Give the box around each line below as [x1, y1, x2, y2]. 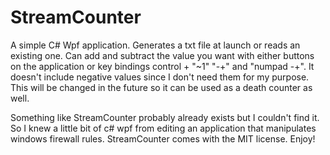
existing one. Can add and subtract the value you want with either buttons [10, 49, 315, 61]
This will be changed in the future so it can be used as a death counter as [10, 81, 313, 93]
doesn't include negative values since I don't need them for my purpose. [10, 71, 310, 83]
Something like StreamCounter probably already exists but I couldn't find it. [10, 111, 320, 123]
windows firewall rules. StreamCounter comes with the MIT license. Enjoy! [10, 132, 316, 145]
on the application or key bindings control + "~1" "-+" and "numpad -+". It [10, 60, 315, 72]
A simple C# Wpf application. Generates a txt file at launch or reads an [10, 39, 301, 51]
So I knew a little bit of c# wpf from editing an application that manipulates [10, 122, 317, 134]
